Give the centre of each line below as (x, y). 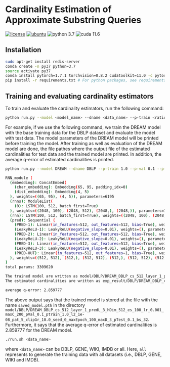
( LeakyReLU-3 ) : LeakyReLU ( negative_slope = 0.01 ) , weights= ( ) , (80, 248)
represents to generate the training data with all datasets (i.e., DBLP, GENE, (83, 354)
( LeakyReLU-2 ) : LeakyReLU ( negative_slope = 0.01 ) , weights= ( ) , (80, 239)
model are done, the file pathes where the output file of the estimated (78, 149)
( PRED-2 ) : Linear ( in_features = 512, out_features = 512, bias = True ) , (86, 234)
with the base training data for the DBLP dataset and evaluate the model (80, 132)
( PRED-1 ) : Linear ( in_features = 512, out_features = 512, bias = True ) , (86, 225)
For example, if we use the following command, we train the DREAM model (83, 127)
